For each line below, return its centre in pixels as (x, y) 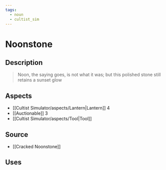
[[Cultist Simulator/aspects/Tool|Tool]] (52, 119)
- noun (17, 15)
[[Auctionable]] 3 (30, 113)
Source (17, 135)
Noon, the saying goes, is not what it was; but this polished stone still (89, 75)
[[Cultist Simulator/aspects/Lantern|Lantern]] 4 (61, 108)
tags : (11, 10)
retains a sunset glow (39, 80)
